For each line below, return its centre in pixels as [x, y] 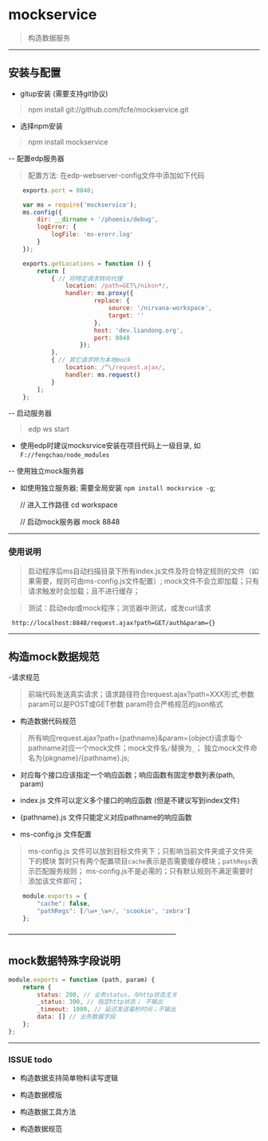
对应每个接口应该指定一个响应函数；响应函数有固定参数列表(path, [127, 775]
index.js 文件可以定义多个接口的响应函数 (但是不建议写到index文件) [130, 801]
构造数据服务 [49, 37]
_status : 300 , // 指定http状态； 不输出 [100, 1002]
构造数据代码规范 [48, 721]
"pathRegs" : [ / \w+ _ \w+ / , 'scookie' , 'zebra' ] [114, 911]
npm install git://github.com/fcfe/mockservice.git [108, 109]
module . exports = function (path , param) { [82, 980]
